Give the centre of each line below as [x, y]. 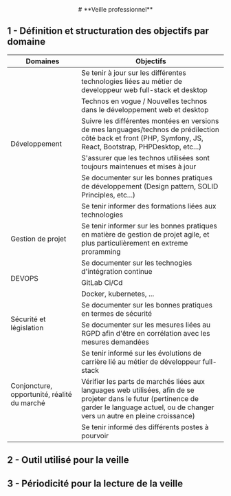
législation [27, 327]
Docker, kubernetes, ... [118, 294]
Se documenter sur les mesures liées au [146, 325]
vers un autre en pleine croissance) [138, 416]
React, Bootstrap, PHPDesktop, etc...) [141, 147]
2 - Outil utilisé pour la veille [68, 460]
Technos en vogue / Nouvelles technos [144, 101]
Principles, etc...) [108, 195]
